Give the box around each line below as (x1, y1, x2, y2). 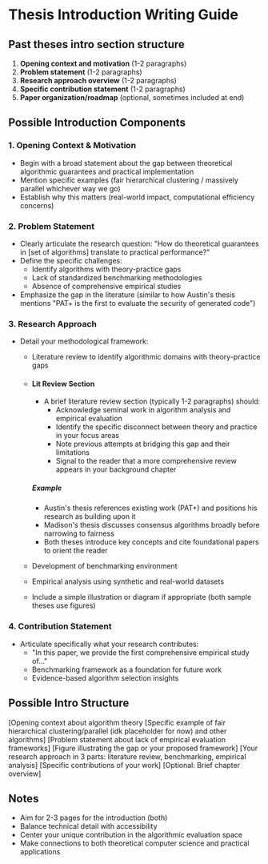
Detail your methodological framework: (19, 336, 149, 346)
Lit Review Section (31, 379, 95, 388)
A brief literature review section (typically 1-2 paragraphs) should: (43, 396, 261, 406)
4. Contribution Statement (8, 621, 112, 632)
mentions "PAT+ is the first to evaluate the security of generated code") (19, 298, 256, 307)
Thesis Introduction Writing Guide (8, 6, 238, 24)
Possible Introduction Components (8, 116, 186, 130)
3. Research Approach (8, 318, 98, 329)
